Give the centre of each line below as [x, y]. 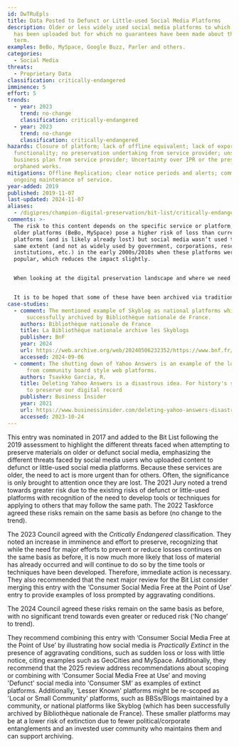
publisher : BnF [43, 337]
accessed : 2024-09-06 [52, 357]
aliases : [20, 206]
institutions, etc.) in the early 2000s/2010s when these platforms [117, 253]
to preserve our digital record [74, 390]
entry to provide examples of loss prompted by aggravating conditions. [111, 594]
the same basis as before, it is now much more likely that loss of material [114, 557]
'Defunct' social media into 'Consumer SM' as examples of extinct [104, 683]
